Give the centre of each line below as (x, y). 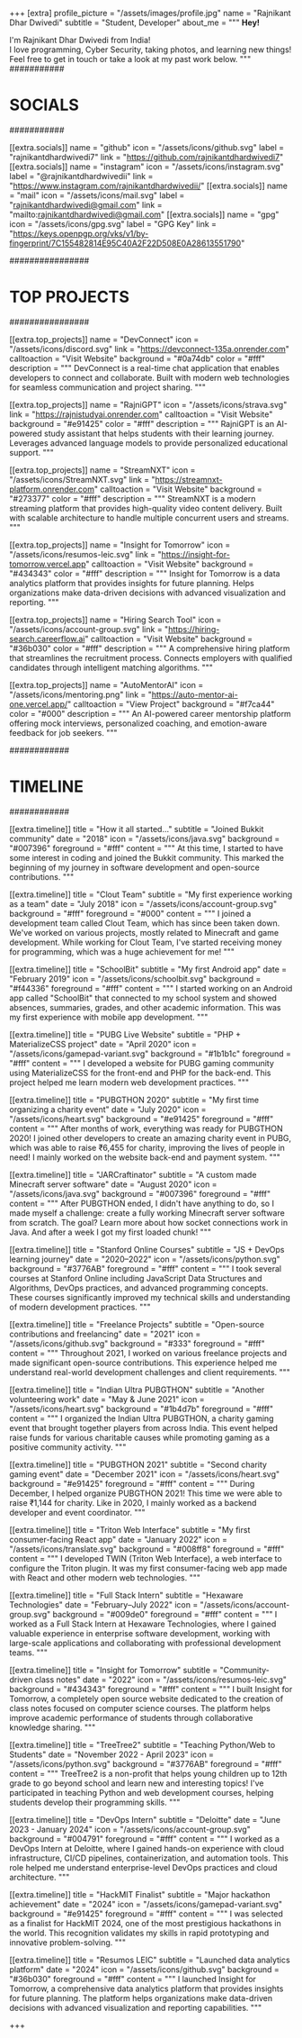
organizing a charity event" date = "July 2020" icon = (108, 1109)
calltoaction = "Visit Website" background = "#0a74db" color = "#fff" (137, 358)
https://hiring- (194, 629)
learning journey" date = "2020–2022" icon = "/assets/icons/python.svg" (145, 1259)
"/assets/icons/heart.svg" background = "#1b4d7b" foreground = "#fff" (142, 1408)
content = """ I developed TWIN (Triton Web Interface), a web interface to (146, 1558)
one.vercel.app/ (39, 704)
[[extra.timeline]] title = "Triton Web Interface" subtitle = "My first (130, 1529)
